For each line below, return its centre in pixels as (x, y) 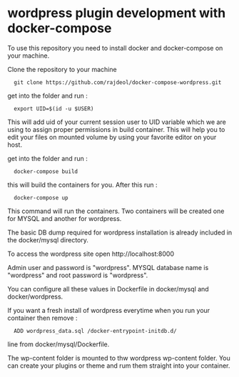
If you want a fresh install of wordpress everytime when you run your (109, 310)
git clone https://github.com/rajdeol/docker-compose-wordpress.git (118, 82)
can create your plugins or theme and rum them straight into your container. (119, 366)
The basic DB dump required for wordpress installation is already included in (120, 232)
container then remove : (42, 318)
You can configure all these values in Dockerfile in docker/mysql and (108, 289)
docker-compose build (46, 171)
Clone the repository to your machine (62, 69)
